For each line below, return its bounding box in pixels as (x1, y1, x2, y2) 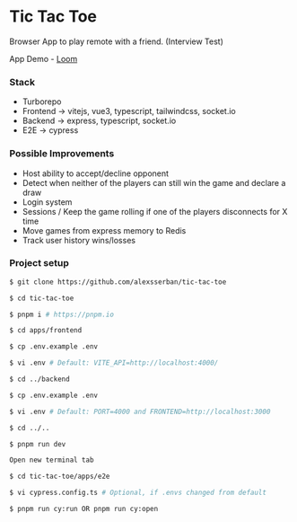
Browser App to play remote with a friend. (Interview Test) (9, 36, 224, 47)
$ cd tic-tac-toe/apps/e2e (9, 472, 110, 482)
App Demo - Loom (9, 53, 78, 64)
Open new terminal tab (9, 456, 94, 464)
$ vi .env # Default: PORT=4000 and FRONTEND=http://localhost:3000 (9, 407, 271, 416)
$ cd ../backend (9, 375, 70, 384)
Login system (22, 196, 73, 208)
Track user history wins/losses (22, 234, 136, 245)
